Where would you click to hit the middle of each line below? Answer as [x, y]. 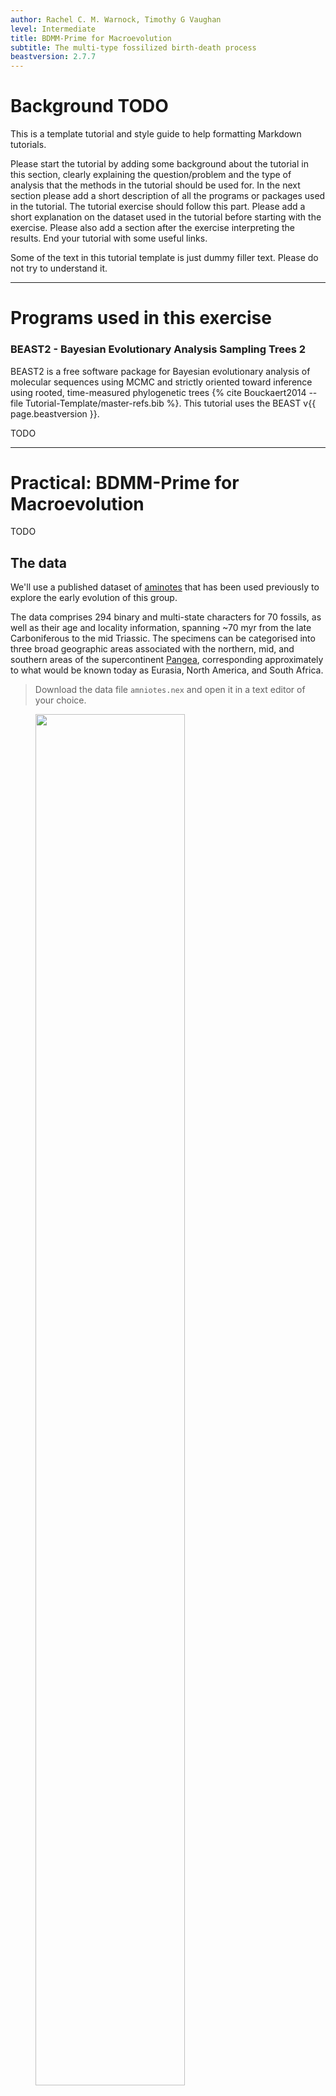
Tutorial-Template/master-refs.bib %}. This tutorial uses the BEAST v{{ [171, 403]
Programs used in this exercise [141, 318]
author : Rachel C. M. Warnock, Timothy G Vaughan [116, 19]
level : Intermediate [53, 29]
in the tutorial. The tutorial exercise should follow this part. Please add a [158, 207]
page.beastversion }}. [55, 413]
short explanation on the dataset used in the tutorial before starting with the [166, 217]
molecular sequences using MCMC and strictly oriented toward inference [161, 382]
